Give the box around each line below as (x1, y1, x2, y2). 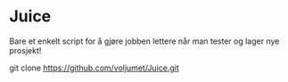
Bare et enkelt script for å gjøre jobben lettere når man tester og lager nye (9, 36, 280, 46)
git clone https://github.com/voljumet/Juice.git (9, 62, 180, 73)
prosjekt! (9, 45, 42, 55)
